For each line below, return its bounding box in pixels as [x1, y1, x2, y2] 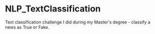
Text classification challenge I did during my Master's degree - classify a [5, 19, 151, 25]
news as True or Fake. [5, 24, 50, 30]
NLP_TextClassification [5, 3, 101, 14]
